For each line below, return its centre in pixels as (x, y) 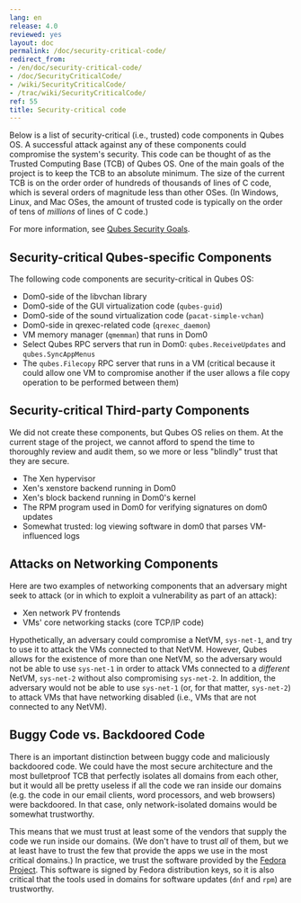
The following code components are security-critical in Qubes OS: (132, 279)
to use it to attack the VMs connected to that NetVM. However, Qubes (138, 649)
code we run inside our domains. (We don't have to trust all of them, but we (149, 841)
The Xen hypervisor (59, 478)
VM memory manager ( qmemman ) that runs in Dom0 (115, 335)
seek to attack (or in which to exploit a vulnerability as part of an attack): (143, 595)
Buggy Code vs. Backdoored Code (107, 735)
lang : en (26, 18)
